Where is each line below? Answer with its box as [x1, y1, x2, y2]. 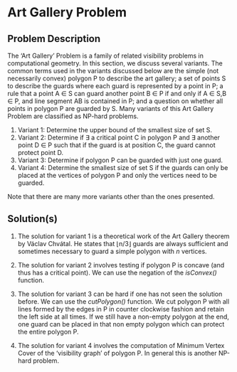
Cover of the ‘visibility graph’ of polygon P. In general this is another [17, 349, 217, 357]
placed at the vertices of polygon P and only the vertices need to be [17, 171, 217, 179]
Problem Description [7, 33, 101, 45]
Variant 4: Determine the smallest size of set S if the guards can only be [17, 164, 228, 171]
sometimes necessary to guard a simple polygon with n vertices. [17, 247, 208, 255]
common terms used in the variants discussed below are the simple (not [7, 67, 219, 75]
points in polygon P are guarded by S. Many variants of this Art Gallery [7, 105, 214, 112]
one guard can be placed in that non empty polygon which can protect [17, 319, 225, 328]
